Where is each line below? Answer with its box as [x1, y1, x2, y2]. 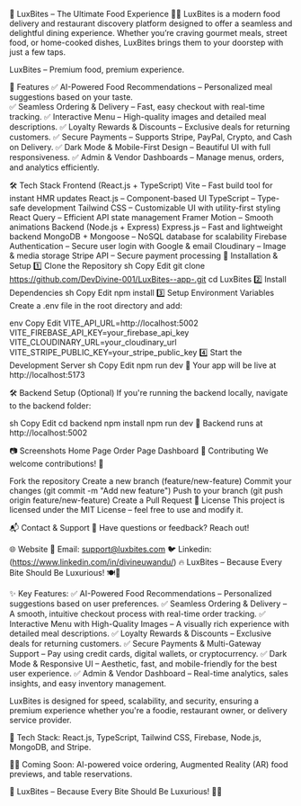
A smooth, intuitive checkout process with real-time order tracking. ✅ [9, 608, 267, 619]
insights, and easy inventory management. [9, 678, 167, 688]
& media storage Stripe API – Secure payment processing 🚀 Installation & [9, 250, 279, 261]
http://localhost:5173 [9, 370, 85, 380]
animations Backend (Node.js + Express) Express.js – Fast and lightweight [9, 221, 283, 232]
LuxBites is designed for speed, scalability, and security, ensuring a [9, 695, 259, 706]
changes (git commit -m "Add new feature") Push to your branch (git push [9, 486, 283, 496]
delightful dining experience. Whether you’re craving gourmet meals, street [9, 28, 288, 38]
